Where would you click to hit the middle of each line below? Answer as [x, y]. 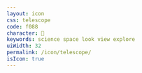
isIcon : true [26, 59]
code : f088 [22, 26]
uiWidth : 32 [24, 46]
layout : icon [26, 14]
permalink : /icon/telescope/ [49, 53]
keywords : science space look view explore [71, 40]
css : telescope [29, 20]
